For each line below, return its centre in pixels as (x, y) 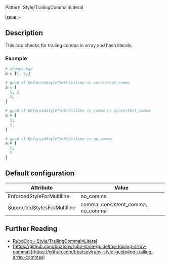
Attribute (42, 187)
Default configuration (40, 174)
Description (24, 33)
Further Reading (31, 229)
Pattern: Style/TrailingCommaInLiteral (44, 7)
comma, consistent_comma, (114, 204)
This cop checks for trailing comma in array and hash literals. (69, 45)
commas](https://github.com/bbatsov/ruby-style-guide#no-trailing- (83, 252)
